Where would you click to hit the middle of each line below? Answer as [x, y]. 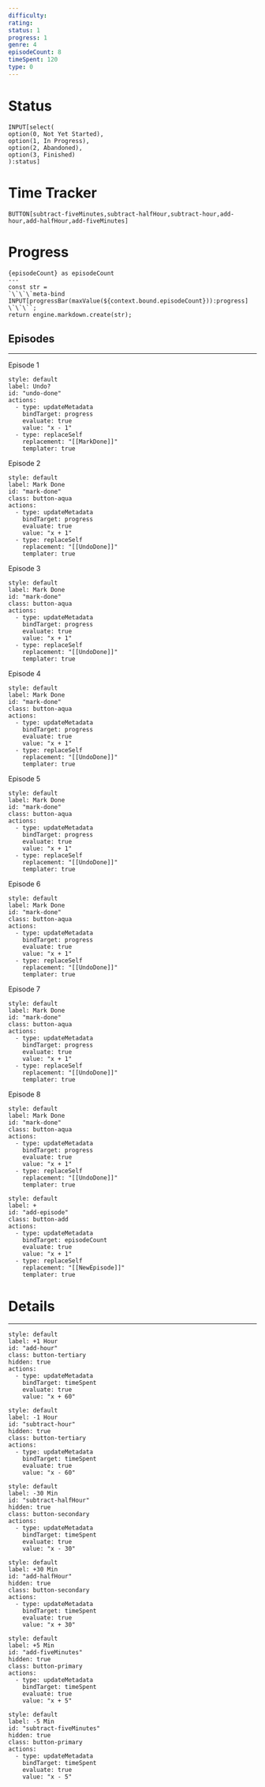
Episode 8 [24, 1094]
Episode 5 [24, 779]
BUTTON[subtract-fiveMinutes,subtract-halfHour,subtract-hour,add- [121, 214]
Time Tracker [52, 192]
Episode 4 [24, 674]
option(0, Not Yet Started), [56, 134]
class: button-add [38, 1220]
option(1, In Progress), [49, 141]
